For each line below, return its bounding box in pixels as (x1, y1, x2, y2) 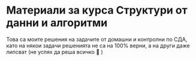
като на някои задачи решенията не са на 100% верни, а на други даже (6, 42, 190, 49)
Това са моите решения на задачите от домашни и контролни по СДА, (6, 36, 188, 43)
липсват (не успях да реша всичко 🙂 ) (6, 48, 103, 55)
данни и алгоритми (6, 16, 108, 30)
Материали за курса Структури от (6, 4, 188, 17)
